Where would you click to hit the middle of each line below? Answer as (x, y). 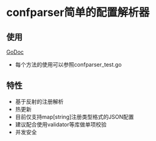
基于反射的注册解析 (39, 101)
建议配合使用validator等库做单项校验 (61, 124)
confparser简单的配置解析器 (78, 13)
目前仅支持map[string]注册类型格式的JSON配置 (74, 117)
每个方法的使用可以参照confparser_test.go (68, 64)
